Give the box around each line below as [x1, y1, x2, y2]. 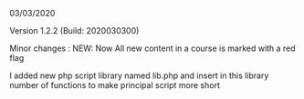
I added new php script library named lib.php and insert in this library [9, 70, 269, 81]
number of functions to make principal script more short [9, 80, 221, 90]
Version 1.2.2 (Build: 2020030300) [9, 25, 140, 35]
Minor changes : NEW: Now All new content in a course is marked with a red [9, 43, 296, 54]
